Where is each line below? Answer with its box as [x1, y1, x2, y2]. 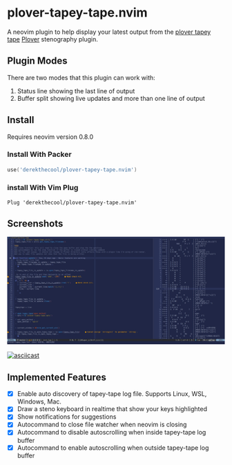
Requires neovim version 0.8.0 [7, 133, 94, 141]
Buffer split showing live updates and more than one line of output [17, 94, 205, 102]
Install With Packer [7, 150, 72, 160]
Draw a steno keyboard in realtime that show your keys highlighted [17, 405, 207, 413]
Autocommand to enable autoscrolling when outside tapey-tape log [17, 444, 209, 452]
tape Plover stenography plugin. [7, 35, 98, 43]
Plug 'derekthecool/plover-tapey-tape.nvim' [7, 199, 137, 207]
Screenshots [7, 218, 64, 229]
